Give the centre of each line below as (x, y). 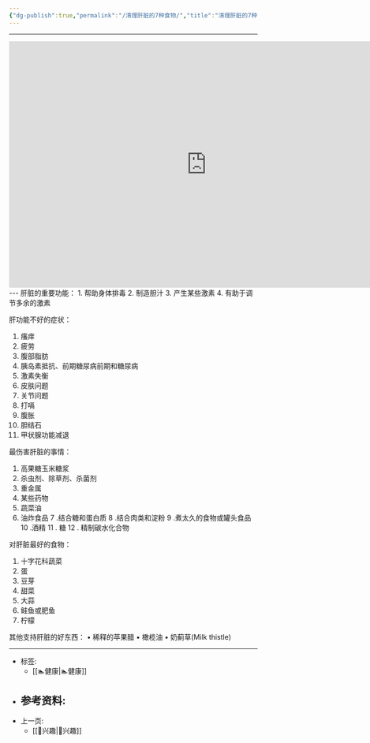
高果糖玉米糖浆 (45, 468)
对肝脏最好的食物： (40, 544)
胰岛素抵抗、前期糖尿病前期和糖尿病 (79, 366)
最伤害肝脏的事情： (40, 451)
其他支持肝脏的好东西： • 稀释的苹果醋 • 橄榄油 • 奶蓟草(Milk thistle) (120, 637)
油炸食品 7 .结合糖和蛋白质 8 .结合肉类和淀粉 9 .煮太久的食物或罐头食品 (136, 517)
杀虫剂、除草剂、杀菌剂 (58, 478)
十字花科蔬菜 (41, 561)
